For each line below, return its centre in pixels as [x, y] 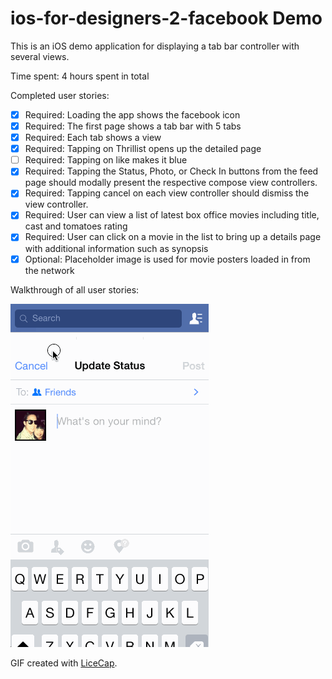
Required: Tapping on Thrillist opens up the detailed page [143, 149]
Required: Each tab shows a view [93, 138]
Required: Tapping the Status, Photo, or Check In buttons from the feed [171, 171]
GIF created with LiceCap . [64, 663]
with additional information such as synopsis [116, 248]
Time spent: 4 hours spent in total [80, 76]
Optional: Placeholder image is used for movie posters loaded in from [167, 259]
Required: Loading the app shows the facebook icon [132, 114]
